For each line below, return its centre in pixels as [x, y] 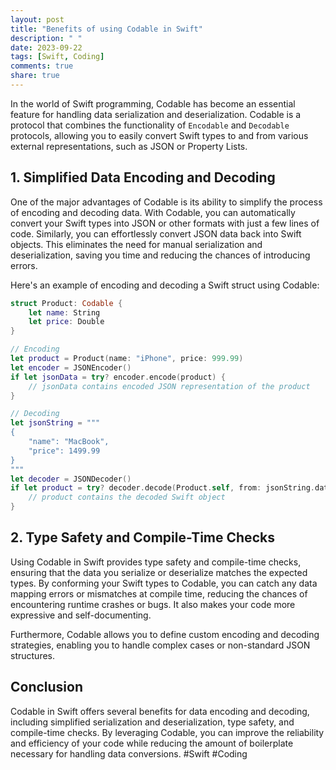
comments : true [42, 66]
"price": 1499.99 [64, 451]
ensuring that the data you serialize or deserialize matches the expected [159, 572]
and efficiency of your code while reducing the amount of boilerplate [152, 743]
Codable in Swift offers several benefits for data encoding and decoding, [160, 711]
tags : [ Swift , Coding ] [57, 57]
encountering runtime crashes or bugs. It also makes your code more [153, 604]
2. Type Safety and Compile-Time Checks [142, 537]
